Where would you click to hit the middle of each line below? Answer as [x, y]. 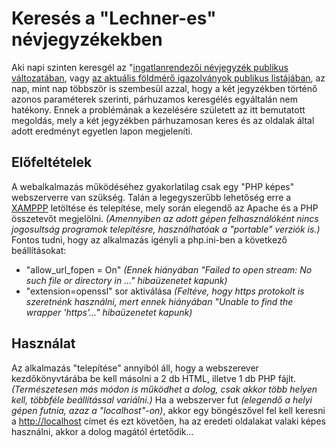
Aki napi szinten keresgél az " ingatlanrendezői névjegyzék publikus [150, 67]
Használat [43, 343]
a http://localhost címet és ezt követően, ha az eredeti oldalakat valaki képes [168, 421]
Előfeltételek [52, 162]
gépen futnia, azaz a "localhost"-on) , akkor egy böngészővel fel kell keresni [168, 410]
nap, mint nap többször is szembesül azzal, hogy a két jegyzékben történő [164, 88]
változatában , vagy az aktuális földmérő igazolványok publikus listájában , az [168, 78]
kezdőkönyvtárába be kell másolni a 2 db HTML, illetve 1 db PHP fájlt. [154, 378]
